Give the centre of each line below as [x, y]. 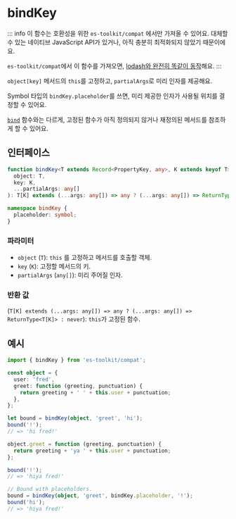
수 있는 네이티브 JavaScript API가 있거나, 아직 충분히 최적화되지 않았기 [104, 42]
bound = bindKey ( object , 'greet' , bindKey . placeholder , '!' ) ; [100, 496]
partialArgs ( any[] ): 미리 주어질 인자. [70, 275]
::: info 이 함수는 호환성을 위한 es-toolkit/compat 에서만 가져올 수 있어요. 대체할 [118, 33]
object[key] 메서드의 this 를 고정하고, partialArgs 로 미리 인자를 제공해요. [110, 81]
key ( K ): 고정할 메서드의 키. [54, 266]
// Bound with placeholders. [50, 489]
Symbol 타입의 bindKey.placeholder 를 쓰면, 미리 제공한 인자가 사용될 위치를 [112, 96]
